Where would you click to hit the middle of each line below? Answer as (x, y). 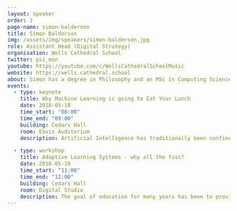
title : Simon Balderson (42, 33)
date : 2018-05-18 (45, 105)
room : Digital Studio (51, 190)
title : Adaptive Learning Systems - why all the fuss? (102, 158)
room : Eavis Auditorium (55, 132)
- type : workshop (39, 151)
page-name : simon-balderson (49, 27)
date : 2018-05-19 (45, 164)
